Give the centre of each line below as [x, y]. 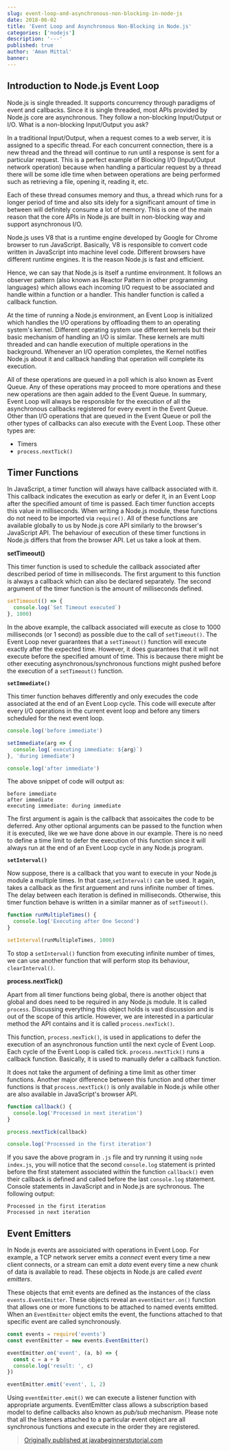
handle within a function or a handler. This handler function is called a [106, 294]
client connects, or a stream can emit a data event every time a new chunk [113, 1265]
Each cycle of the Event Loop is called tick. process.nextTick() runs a [106, 1051]
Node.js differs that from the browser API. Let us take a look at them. [104, 540]
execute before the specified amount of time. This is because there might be [115, 656]
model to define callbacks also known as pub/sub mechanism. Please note [113, 1413]
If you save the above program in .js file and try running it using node [105, 1157]
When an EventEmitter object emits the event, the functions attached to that [115, 1314]
